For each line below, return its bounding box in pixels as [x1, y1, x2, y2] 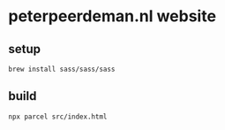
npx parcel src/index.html [8, 112, 108, 121]
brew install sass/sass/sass [8, 65, 116, 73]
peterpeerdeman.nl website [8, 6, 217, 27]
